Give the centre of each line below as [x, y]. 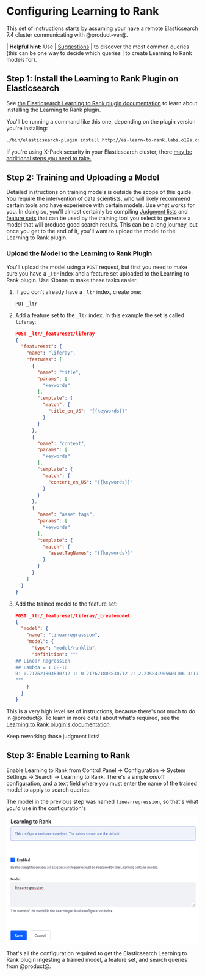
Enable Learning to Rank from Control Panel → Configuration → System [96, 770]
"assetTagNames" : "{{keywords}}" [90, 553]
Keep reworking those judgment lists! [53, 736]
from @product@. [29, 966]
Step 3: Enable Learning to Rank [68, 755]
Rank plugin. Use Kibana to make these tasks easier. [72, 280]
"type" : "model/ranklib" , [64, 648]
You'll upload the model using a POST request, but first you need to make [97, 267]
